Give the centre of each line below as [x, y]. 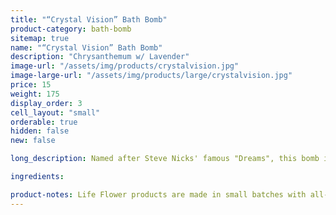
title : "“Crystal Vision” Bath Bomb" [89, 19]
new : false [33, 141]
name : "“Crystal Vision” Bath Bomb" [86, 47]
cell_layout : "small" [55, 112]
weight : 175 [35, 94]
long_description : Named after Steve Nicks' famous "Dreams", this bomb [165, 159]
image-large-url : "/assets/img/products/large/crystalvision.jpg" [151, 76]
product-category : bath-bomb [71, 29]
